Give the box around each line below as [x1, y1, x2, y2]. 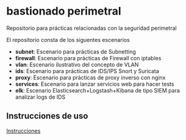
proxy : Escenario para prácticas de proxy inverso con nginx [15, 74, 166, 81]
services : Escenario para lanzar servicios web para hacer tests [15, 80, 174, 88]
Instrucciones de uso [6, 111, 88, 121]
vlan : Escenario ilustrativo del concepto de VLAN [15, 61, 139, 68]
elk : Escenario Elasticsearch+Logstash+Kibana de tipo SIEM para [15, 86, 180, 94]
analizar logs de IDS [15, 93, 66, 100]
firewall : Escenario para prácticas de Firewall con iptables [15, 54, 162, 61]
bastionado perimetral [6, 4, 121, 18]
